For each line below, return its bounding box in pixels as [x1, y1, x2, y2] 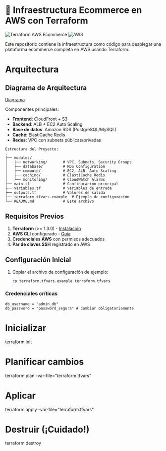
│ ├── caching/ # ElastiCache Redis [5, 172, 106, 178]
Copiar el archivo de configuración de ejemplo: [12, 269, 109, 275]
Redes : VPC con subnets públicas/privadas [12, 137, 102, 143]
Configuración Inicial [5, 256, 71, 264]
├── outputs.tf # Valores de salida [5, 190, 106, 195]
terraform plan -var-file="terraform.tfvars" [5, 373, 92, 378]
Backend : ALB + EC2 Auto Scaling [12, 121, 83, 127]
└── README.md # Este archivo [5, 199, 94, 204]
